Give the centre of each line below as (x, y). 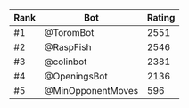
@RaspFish (68, 47)
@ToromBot (69, 33)
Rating (161, 17)
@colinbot (66, 62)
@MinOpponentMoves (91, 91)
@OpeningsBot (76, 76)
